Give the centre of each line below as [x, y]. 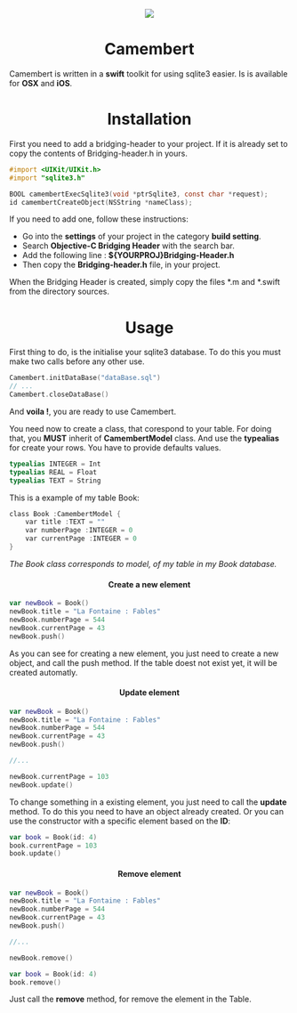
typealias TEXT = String [55, 481]
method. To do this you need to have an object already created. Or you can [147, 811]
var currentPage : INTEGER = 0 [81, 539]
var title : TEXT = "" [65, 522]
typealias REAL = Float [53, 472]
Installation [149, 119]
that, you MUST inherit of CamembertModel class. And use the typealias [144, 438]
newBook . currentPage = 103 [59, 776]
